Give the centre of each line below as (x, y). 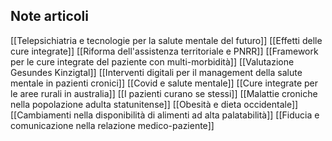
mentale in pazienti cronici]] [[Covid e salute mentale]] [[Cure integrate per (164, 83)
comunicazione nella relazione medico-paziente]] (112, 125)
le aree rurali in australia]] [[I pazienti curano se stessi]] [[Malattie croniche (164, 93)
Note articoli (50, 16)
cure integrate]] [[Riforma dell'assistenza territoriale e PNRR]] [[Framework (164, 51)
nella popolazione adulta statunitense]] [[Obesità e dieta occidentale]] (154, 104)
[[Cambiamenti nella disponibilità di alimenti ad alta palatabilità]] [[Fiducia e (165, 115)
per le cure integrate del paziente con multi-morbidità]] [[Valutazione (152, 61)
